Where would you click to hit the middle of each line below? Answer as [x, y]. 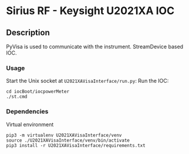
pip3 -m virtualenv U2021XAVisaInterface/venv [64, 135]
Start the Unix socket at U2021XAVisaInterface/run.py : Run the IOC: [87, 81]
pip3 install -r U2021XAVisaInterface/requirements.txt [76, 145]
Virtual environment [30, 124]
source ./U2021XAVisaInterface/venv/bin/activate [68, 140]
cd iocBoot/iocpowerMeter [38, 92]
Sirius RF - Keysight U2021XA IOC [90, 11]
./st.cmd [17, 97]
